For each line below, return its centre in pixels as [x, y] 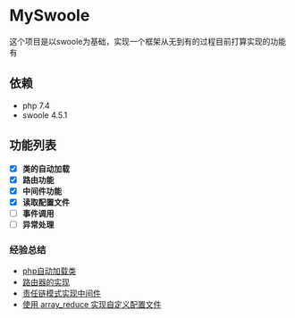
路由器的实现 [46, 282]
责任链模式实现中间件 [61, 293]
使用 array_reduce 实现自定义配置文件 [92, 305]
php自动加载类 [49, 271]
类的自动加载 [46, 168]
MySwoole [50, 16]
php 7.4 [36, 105]
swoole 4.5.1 [45, 115]
